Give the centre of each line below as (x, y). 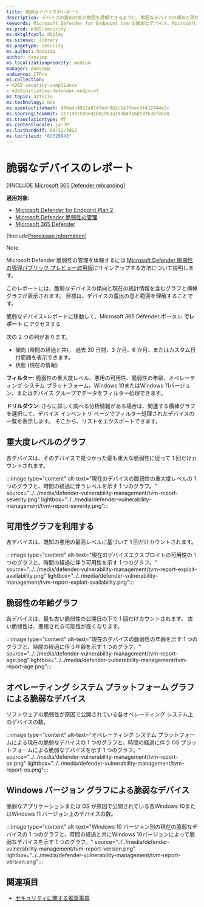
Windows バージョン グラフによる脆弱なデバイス (98, 790)
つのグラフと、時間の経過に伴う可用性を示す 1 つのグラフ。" (82, 563)
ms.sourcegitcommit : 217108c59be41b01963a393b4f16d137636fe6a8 (88, 114)
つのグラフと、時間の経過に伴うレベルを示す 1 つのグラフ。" (82, 486)
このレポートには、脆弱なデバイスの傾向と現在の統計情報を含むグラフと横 (99, 288)
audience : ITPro (27, 74)
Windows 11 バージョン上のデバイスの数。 (64, 813)
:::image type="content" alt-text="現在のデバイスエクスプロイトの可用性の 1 (101, 555)
